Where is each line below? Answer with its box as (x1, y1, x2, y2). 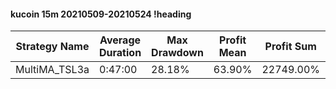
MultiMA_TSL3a (15, 63, 90, 77)
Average (99, 33, 142, 47)
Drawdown (151, 46, 204, 60)
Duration (99, 46, 142, 60)
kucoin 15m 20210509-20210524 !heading (10, 8, 192, 20)
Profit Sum (264, 40, 317, 54)
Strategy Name (15, 40, 90, 54)
